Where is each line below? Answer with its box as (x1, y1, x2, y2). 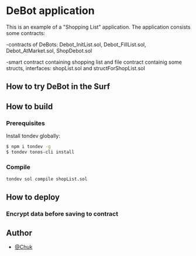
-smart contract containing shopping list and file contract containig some (6, 58, 183, 65)
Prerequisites (6, 119, 45, 127)
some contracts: (6, 29, 46, 36)
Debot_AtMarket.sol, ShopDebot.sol (6, 47, 92, 54)
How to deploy (6, 192, 60, 202)
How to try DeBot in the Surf (6, 82, 110, 92)
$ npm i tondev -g (6, 144, 51, 150)
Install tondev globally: (6, 133, 60, 140)
